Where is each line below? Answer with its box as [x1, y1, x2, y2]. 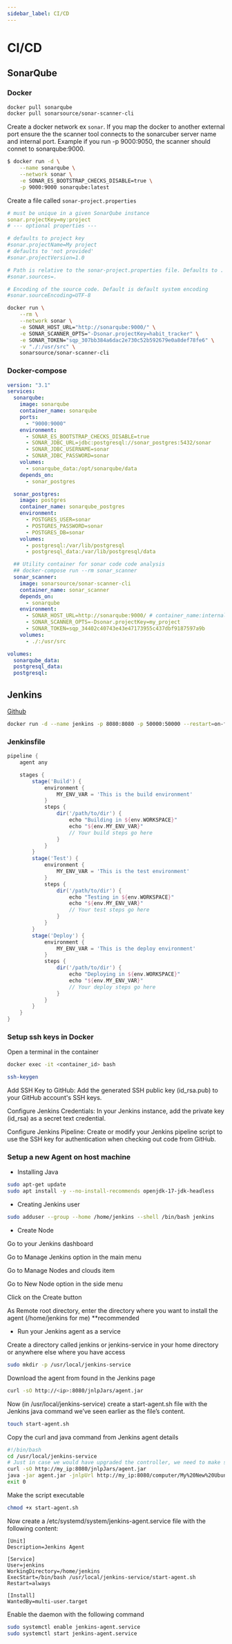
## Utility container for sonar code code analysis [13, 561, 166, 568]
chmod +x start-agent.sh [7, 1504, 79, 1511]
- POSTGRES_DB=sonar [25, 529, 85, 536]
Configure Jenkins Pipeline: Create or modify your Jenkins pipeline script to [7, 1128, 223, 1136]
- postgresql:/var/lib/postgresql [25, 542, 126, 549]
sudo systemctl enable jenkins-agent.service [7, 1623, 140, 1630]
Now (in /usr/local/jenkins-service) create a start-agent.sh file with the [7, 1399, 208, 1408]
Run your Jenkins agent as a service [17, 1327, 121, 1335]
